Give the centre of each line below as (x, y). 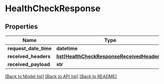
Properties (21, 27)
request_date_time (30, 48)
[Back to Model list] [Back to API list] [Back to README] (61, 76)
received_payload (29, 64)
